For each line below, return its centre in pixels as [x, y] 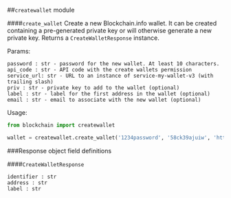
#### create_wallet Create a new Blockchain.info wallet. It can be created [112, 23]
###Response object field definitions [59, 151]
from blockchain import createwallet [61, 125]
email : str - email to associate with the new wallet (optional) [104, 100]
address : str [27, 183]
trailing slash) [30, 82]
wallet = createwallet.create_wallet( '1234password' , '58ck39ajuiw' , [109, 137]
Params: [19, 51]
